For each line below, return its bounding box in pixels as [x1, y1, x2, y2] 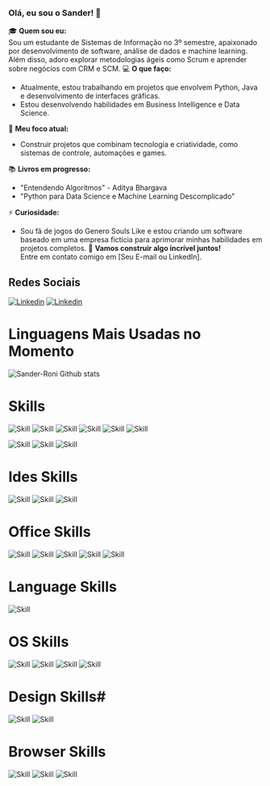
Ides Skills [8, 468, 78, 487]
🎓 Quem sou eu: [8, 26, 67, 36]
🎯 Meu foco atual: [8, 124, 69, 134]
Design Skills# [8, 688, 106, 705]
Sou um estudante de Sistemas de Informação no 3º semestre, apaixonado [8, 38, 258, 48]
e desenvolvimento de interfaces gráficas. [19, 91, 160, 101]
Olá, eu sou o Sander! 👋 [8, 7, 102, 19]
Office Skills [8, 523, 91, 541]
